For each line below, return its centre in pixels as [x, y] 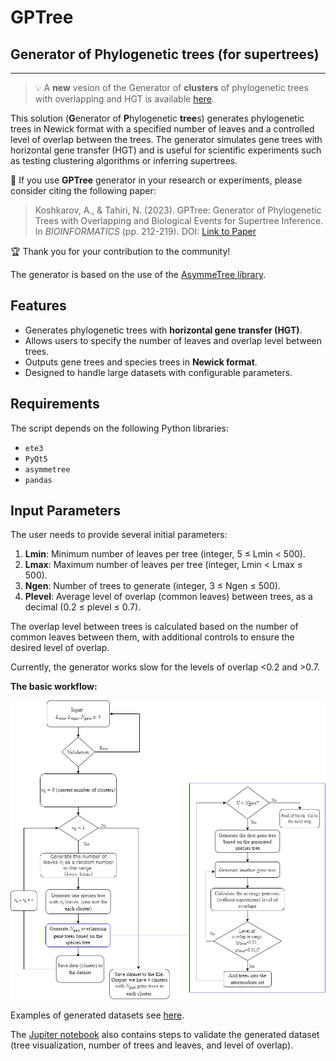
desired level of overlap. [60, 648]
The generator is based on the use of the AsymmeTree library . [138, 274]
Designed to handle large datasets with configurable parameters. [158, 372]
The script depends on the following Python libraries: [119, 428]
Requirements [55, 404]
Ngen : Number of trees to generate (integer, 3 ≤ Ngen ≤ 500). [152, 586]
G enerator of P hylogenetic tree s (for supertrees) [165, 54]
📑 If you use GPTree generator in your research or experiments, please [156, 180]
